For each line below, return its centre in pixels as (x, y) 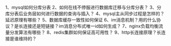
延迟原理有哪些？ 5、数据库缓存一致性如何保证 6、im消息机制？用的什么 (81, 20)
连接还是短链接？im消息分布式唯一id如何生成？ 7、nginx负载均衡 (91, 26)
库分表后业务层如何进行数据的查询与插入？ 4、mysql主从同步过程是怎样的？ (85, 13)
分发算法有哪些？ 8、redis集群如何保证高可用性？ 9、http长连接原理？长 (85, 32)
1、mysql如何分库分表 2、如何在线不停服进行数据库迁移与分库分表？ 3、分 (83, 7)
